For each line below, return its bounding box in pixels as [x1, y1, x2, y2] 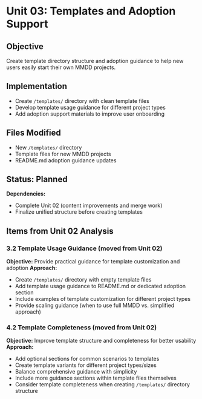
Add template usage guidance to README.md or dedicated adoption [15, 283, 186, 290]
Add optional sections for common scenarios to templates [15, 355, 160, 363]
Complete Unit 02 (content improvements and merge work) [15, 202, 163, 209]
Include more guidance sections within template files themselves [15, 374, 177, 382]
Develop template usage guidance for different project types [15, 104, 166, 111]
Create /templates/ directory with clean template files [15, 97, 149, 104]
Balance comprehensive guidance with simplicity [15, 368, 137, 375]
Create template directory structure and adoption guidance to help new [6, 58, 184, 64]
